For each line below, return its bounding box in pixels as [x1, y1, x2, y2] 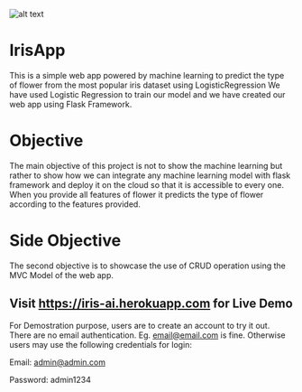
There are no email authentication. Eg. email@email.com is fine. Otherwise [9, 330, 286, 341]
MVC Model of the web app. [9, 269, 114, 280]
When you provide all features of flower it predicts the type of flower [9, 189, 264, 200]
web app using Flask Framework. [9, 98, 133, 109]
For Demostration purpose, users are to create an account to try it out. [9, 320, 270, 331]
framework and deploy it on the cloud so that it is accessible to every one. [9, 179, 284, 190]
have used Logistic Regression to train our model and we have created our [9, 89, 286, 99]
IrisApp [9, 41, 66, 61]
